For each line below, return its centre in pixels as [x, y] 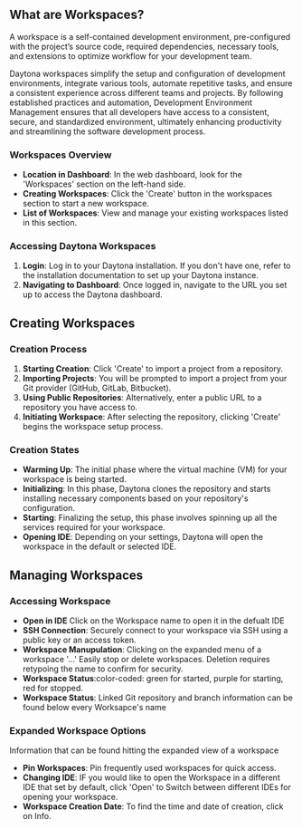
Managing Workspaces [76, 575]
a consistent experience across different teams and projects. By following [146, 92]
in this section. [50, 223]
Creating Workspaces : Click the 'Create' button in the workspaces [147, 194]
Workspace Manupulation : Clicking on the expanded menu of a [142, 650]
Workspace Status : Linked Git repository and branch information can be [158, 698]
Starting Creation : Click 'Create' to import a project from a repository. [152, 369]
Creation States [44, 450]
